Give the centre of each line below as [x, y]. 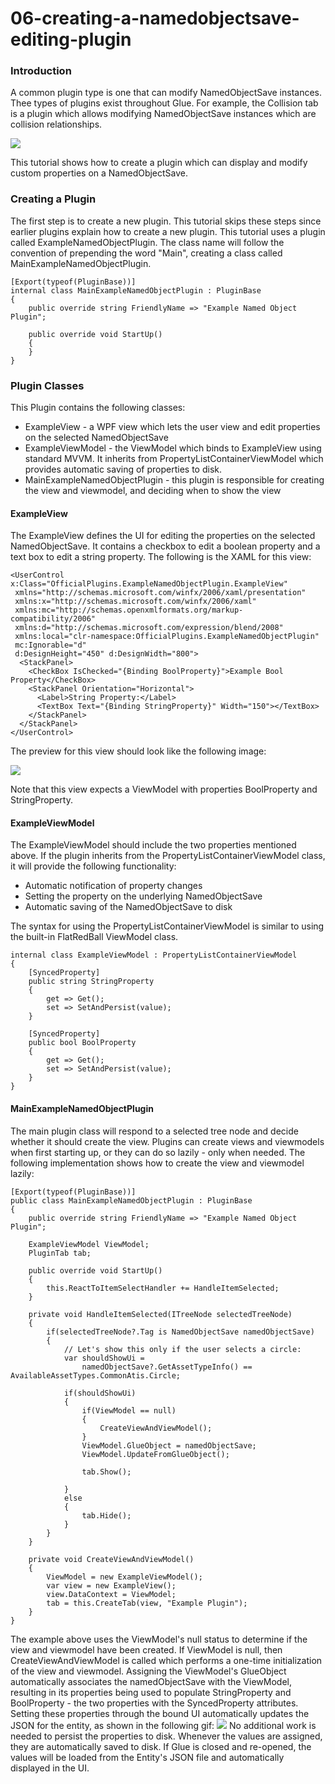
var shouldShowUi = [104, 1358]
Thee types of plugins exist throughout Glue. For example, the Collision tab [164, 103]
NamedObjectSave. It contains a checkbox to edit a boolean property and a [165, 546]
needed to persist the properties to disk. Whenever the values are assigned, [166, 1736]
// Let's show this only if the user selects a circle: [182, 1349]
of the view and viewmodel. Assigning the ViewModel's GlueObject [148, 1671]
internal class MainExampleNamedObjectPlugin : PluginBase [136, 290]
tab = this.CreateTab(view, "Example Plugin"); [147, 1603]
